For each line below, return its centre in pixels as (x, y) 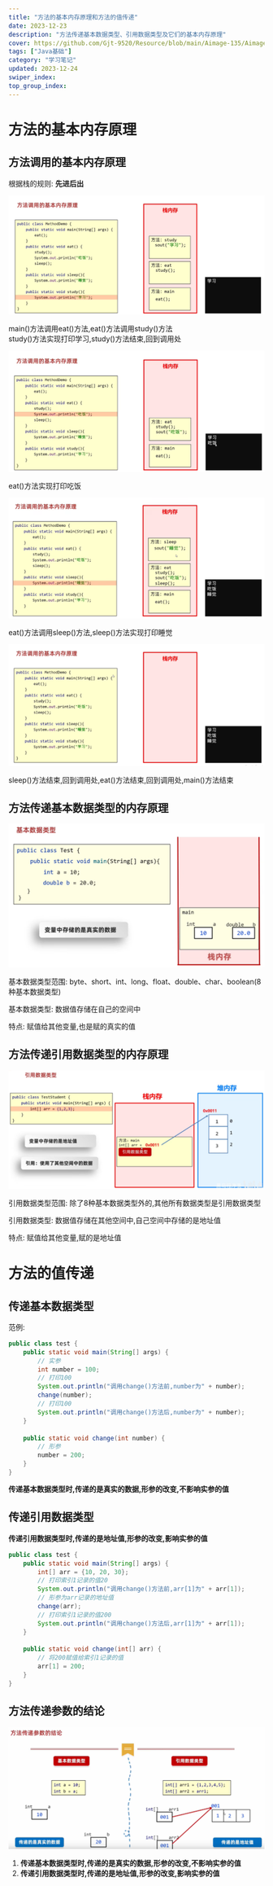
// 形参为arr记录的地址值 (76, 1598)
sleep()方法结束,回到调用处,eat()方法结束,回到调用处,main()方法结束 (121, 780)
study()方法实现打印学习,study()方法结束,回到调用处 (95, 339)
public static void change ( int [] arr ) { (92, 1649)
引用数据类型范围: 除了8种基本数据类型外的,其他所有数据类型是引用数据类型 (135, 1203)
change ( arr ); (60, 1607)
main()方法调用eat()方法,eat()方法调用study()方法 (91, 329)
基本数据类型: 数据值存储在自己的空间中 (74, 1009)
